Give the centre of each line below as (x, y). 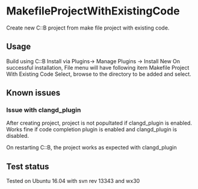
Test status (28, 166)
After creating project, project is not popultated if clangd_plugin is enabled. (99, 123)
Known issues (33, 93)
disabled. (17, 136)
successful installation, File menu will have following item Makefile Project (98, 67)
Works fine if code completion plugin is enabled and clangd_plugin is (92, 129)
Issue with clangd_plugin (44, 110)
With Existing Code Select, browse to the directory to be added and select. (99, 74)
